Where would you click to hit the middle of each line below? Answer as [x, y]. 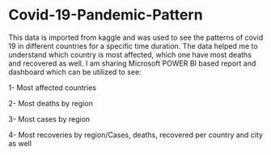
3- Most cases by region [49, 118]
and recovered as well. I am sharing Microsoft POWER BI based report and [132, 63]
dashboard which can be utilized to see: [75, 71]
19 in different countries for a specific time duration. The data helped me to [133, 45]
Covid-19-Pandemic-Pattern [106, 15]
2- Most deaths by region [51, 103]
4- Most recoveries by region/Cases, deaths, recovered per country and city [135, 135]
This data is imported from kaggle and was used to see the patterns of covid [136, 37]
